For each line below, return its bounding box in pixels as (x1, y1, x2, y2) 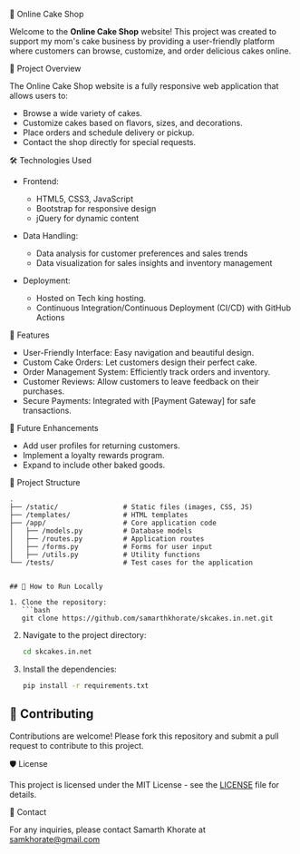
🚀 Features (9, 329, 50, 340)
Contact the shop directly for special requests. (22, 137, 197, 147)
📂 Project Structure (9, 477, 81, 487)
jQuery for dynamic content (35, 213, 140, 223)
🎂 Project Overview (9, 64, 82, 74)
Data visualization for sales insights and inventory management (35, 258, 273, 268)
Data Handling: (22, 231, 79, 240)
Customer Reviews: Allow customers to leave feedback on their (22, 377, 260, 387)
